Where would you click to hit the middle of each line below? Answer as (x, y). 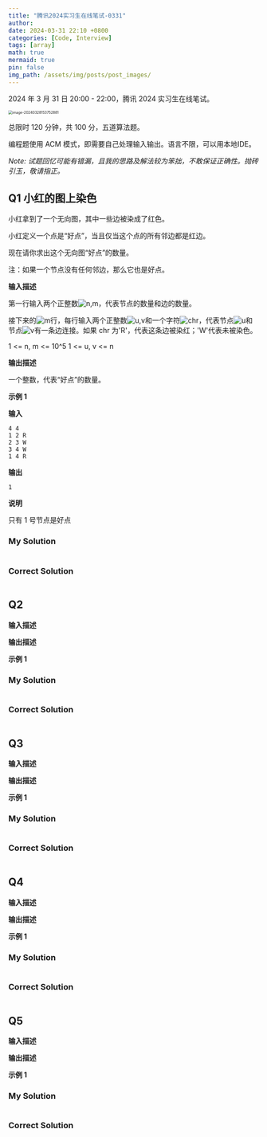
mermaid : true (32, 61)
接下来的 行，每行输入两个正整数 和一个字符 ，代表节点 (121, 320)
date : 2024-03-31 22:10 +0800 (59, 30)
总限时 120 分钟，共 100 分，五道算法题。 (77, 127)
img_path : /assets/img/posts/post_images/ (80, 75)
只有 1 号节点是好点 (40, 520)
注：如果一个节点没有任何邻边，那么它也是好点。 (88, 270)
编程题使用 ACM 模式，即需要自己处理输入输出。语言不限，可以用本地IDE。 (132, 143)
